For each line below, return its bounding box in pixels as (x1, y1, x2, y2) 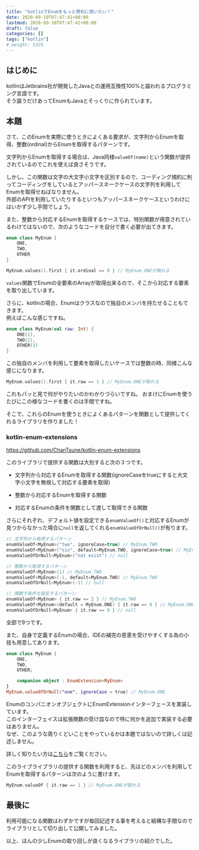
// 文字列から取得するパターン (6, 536, 72, 542)
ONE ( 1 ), (17, 331, 36, 338)
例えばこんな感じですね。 (6, 314, 69, 321)
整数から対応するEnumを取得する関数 (14, 492, 107, 499)
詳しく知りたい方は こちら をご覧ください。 (6, 750, 110, 757)
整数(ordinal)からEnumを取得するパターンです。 (16, 140, 133, 147)
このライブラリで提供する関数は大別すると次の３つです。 (6, 459, 146, 466)
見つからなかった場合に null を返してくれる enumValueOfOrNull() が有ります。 (6, 524, 191, 531)
